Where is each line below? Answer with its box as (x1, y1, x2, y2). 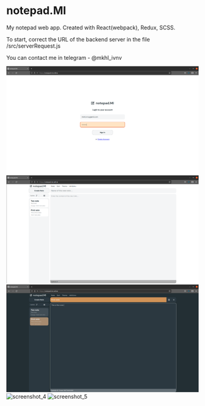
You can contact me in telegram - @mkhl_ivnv (6, 54, 122, 61)
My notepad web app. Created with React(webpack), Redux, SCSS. (6, 24, 176, 31)
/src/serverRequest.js (6, 42, 61, 49)
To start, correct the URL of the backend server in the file (6, 35, 151, 43)
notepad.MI (6, 4, 67, 18)
